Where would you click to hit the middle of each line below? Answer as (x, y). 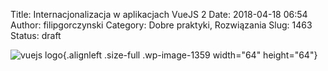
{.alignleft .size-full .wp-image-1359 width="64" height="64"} (190, 55)
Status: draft (36, 35)
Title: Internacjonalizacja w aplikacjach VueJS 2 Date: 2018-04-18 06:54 (159, 14)
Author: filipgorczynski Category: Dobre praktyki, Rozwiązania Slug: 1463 (161, 25)
